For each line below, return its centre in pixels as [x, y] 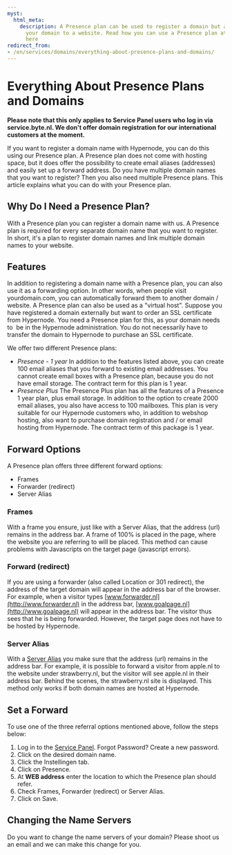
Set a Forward [38, 710]
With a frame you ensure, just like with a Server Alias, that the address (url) [114, 527]
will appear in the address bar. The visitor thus [146, 611]
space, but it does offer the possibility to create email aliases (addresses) [112, 162]
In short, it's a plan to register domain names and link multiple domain [106, 238]
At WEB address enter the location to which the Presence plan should [116, 776]
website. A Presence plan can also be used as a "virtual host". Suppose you [115, 305]
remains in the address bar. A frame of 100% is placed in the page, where [112, 534]
